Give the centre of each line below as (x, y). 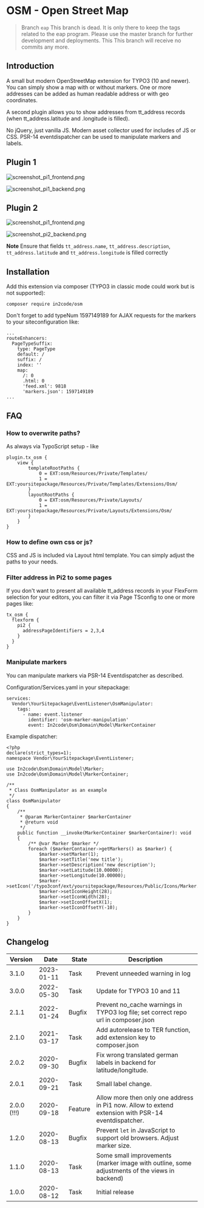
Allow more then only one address (145, 1097)
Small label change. (124, 1084)
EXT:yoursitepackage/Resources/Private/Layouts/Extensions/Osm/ (89, 510)
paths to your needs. (32, 562)
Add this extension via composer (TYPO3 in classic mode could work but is (100, 286)
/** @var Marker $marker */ (63, 843)
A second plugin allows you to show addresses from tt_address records (96, 112)
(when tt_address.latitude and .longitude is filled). (68, 118)
